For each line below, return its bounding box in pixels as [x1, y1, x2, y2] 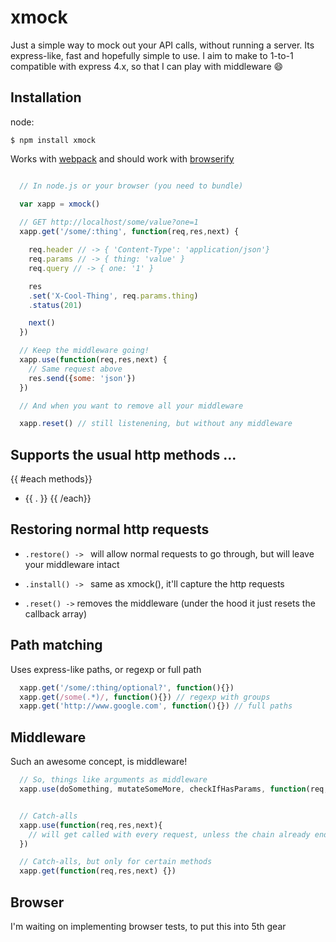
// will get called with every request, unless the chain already [28, 829, 311, 840]
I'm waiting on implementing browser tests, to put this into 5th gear [10, 920, 287, 932]
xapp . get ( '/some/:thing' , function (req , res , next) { [19, 227, 240, 237]
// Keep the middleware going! [19, 346, 150, 356]
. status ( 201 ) [28, 300, 83, 310]
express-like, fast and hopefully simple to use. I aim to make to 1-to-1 [10, 49, 294, 61]
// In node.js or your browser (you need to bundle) [19, 181, 244, 191]
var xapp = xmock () [19, 199, 101, 209]
